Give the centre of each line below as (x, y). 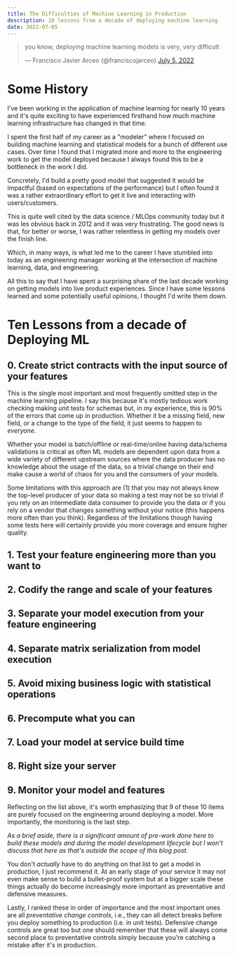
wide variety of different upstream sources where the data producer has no (116, 459)
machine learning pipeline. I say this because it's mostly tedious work (108, 401)
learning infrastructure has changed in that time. (77, 123)
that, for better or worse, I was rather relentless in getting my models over (114, 231)
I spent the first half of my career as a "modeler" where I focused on (106, 137)
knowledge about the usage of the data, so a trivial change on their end (110, 467)
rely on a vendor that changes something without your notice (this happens (116, 510)
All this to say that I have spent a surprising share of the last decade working (118, 281)
